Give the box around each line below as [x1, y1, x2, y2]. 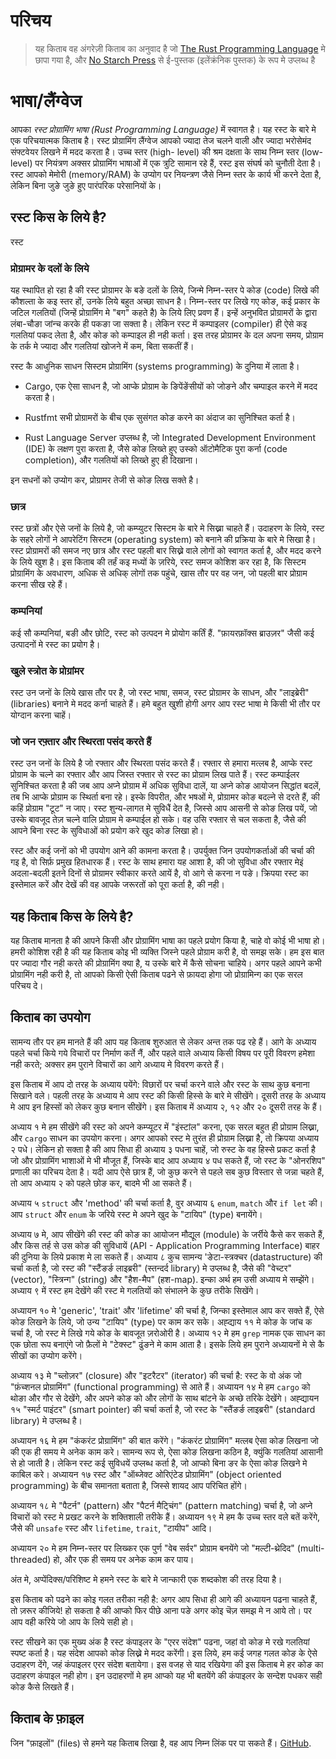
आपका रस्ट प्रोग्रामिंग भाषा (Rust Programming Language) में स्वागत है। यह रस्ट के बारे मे [10, 123, 317, 135]
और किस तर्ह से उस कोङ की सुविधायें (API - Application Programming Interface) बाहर [10, 1239, 320, 1251]
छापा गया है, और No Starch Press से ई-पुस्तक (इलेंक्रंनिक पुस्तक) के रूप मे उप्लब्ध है [34, 54, 316, 66]
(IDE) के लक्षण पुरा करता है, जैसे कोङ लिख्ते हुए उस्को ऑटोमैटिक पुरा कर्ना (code [24, 442, 288, 454]
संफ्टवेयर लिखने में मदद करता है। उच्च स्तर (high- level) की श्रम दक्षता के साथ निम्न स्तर [10, 145, 300, 158]
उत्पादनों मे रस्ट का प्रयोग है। [10, 638, 101, 650]
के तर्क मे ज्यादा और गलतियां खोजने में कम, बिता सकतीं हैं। [10, 340, 195, 352]
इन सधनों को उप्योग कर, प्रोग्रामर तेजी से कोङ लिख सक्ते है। [10, 474, 200, 486]
